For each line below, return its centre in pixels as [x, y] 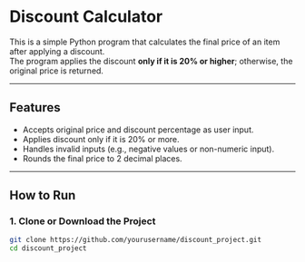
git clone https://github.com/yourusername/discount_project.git [135, 240]
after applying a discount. [57, 51]
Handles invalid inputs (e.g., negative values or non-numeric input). [148, 149]
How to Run [43, 195]
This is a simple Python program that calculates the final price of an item [145, 42]
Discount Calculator [86, 17]
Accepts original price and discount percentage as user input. [138, 130]
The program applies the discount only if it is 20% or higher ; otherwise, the [151, 61]
